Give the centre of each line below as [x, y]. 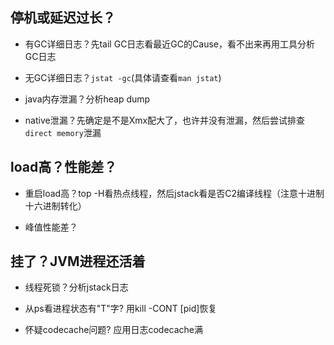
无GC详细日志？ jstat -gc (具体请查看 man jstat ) [123, 77]
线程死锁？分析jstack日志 [76, 287]
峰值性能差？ [51, 227]
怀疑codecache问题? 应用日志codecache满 [114, 330]
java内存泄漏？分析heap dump [87, 99]
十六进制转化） [55, 205]
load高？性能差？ [64, 167]
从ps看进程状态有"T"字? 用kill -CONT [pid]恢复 [121, 309]
